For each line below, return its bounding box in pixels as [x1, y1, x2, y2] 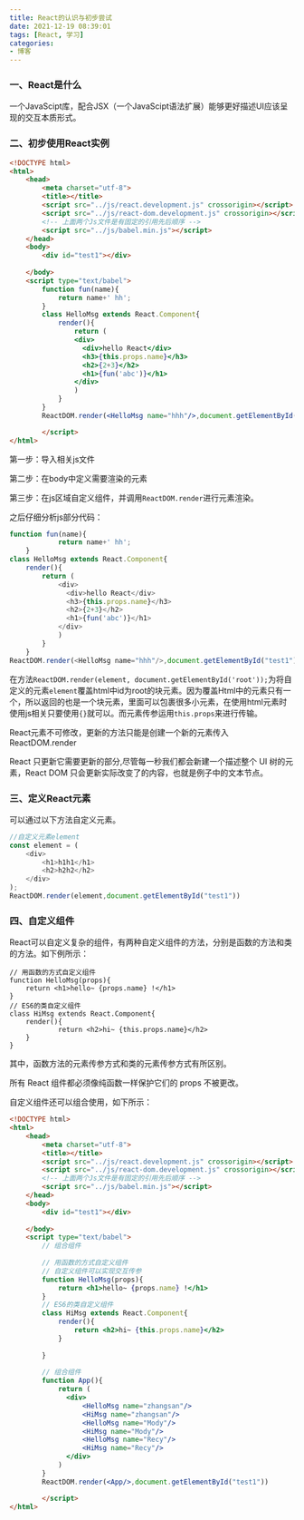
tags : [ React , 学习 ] [9, 30, 84, 39]
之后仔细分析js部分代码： [9, 512, 103, 522]
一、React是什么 [9, 79, 82, 92]
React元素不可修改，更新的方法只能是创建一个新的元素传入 [9, 726, 229, 737]
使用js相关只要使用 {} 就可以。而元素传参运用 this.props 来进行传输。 [9, 707, 262, 718]
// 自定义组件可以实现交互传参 [42, 1266, 142, 1275]
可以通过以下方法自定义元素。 [9, 814, 120, 825]
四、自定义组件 [9, 914, 75, 927]
